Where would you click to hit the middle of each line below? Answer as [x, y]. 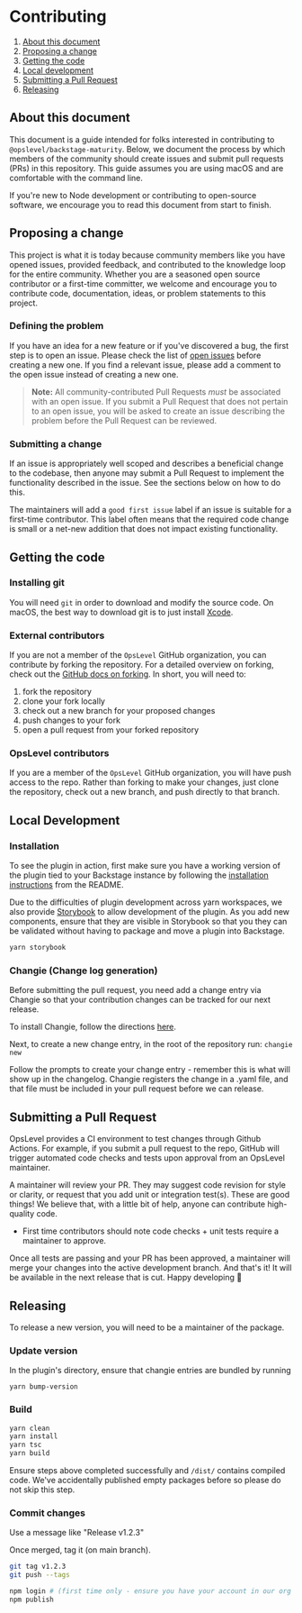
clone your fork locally [64, 701]
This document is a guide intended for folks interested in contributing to [142, 139]
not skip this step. [42, 1490]
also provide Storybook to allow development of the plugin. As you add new [150, 912]
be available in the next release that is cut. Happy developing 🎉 [126, 1278]
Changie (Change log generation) [84, 971]
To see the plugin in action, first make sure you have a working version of [145, 866]
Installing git [37, 583]
